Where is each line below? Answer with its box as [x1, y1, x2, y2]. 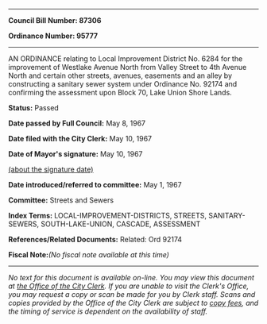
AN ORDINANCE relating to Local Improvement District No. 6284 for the [8, 54, 243, 64]
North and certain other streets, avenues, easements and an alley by [8, 71, 233, 80]
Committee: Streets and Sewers [8, 195, 114, 205]
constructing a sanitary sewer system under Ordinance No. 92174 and [8, 79, 238, 88]
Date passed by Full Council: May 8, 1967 [8, 118, 146, 128]
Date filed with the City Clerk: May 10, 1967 [8, 134, 153, 143]
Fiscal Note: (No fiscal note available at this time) [8, 250, 169, 259]
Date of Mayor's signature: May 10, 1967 [8, 149, 143, 159]
